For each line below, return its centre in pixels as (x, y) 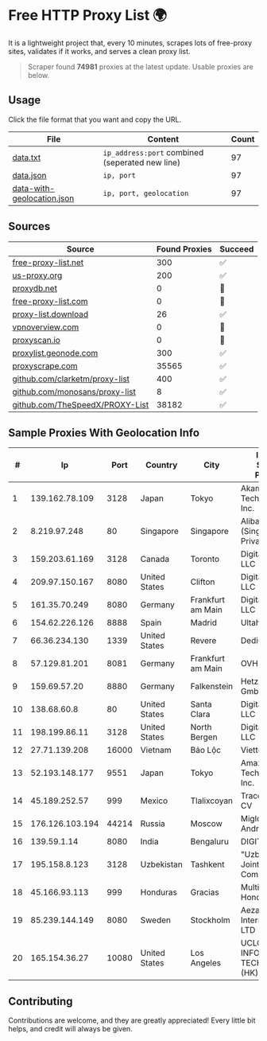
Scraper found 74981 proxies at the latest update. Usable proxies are (141, 66)
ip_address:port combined (153, 152)
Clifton (203, 582)
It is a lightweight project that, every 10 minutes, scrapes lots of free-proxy (130, 43)
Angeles (206, 963)
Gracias (205, 892)
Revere (203, 641)
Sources (29, 226)
